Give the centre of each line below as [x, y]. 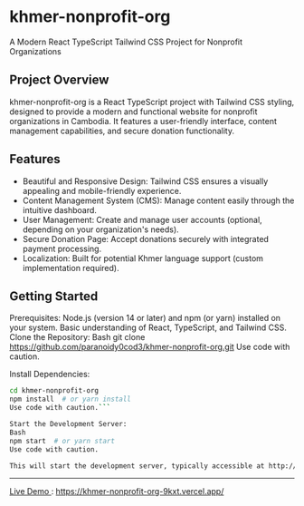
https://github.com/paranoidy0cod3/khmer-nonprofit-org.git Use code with [150, 347]
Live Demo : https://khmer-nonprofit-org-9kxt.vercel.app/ [117, 491]
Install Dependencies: [50, 375]
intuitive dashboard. [60, 209]
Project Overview [59, 80]
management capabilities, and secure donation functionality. [122, 131]
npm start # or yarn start [62, 441]
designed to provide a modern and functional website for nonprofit [133, 112]
